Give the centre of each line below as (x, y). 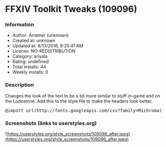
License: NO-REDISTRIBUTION (44, 51)
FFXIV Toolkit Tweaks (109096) (71, 9)
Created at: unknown (34, 41)
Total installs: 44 (29, 67)
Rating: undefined (30, 62)
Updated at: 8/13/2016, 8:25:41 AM (48, 46)
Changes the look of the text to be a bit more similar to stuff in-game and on (83, 96)
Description (20, 85)
